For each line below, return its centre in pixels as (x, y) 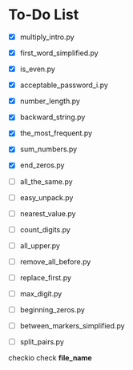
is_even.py (38, 69)
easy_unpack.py (46, 197)
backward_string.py (52, 117)
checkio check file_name (50, 358)
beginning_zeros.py (52, 310)
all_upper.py (40, 245)
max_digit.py (41, 293)
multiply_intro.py (47, 37)
